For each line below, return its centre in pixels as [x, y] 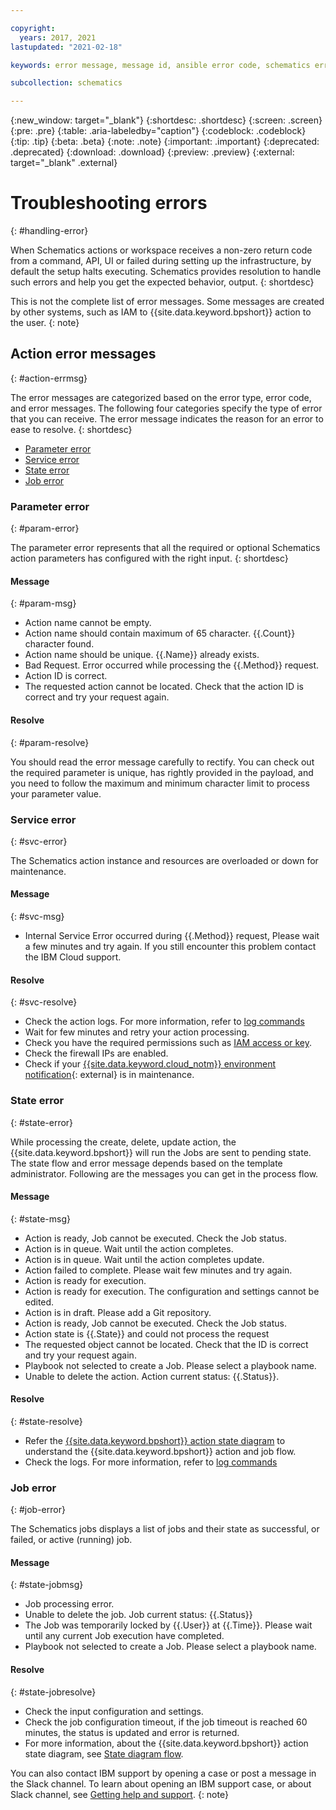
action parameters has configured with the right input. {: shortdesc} [149, 558]
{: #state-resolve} [46, 1421]
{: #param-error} [45, 528]
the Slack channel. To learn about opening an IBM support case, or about [161, 1783]
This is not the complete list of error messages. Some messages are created [167, 302]
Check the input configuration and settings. [114, 1711]
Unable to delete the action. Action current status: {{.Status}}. [152, 1376]
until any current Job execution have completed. [124, 1636]
